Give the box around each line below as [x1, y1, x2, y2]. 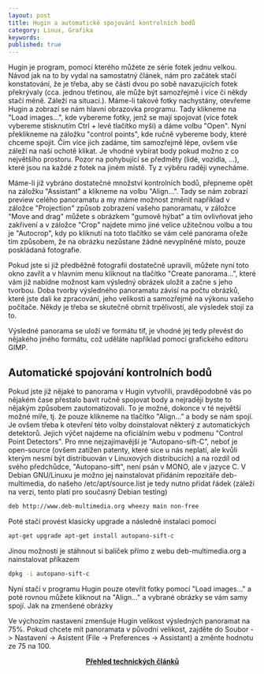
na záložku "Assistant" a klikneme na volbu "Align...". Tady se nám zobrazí [8, 187, 248, 196]
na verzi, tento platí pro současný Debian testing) [8, 486, 168, 497]
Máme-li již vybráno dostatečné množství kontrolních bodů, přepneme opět [8, 178, 254, 188]
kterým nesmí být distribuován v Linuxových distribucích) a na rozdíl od [8, 453, 240, 463]
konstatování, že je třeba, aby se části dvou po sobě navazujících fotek [8, 80, 238, 89]
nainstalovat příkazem [8, 554, 80, 564]
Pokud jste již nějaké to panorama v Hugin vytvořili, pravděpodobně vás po [8, 386, 252, 396]
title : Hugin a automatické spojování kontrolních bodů [8, 19, 195, 27]
